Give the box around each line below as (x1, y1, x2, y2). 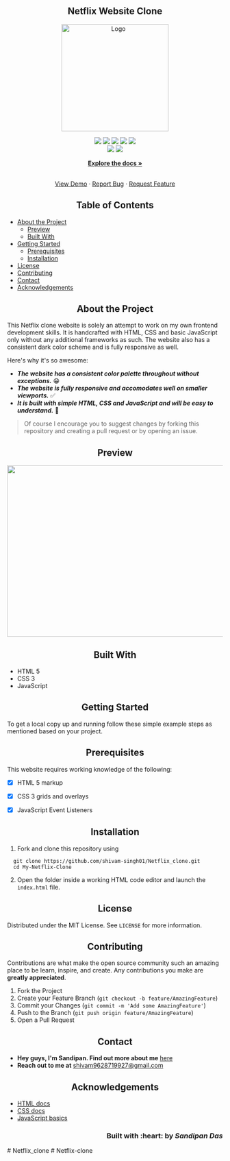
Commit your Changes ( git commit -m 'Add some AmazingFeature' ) (16, 1001, 207, 1010)
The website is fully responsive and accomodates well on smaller (16, 384, 207, 393)
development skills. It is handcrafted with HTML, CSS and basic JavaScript (7, 328, 218, 337)
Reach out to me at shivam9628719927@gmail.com (16, 1062, 164, 1070)
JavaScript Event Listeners (16, 805, 93, 814)
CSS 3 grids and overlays (16, 792, 89, 801)
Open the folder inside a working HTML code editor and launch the (16, 875, 206, 883)
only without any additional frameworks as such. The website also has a (7, 336, 210, 344)
